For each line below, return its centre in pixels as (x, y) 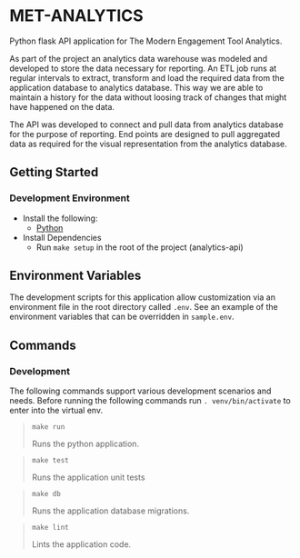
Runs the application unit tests (88, 477)
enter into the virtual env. (56, 411)
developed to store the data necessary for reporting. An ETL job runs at (143, 68)
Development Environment (70, 198)
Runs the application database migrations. (110, 511)
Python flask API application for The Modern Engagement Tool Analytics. (146, 41)
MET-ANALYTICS (76, 16)
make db (46, 494)
